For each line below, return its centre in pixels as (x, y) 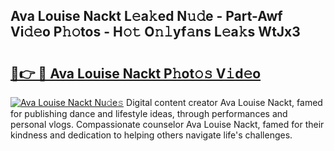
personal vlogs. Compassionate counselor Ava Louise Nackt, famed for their (167, 124)
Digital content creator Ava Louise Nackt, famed (224, 102)
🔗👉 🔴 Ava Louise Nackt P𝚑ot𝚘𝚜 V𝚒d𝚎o (136, 73)
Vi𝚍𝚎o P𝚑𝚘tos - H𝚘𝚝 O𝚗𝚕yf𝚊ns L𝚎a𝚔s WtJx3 (155, 32)
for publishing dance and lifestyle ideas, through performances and (149, 113)
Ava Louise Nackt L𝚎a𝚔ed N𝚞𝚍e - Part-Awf (146, 16)
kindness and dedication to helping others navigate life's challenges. (151, 135)
